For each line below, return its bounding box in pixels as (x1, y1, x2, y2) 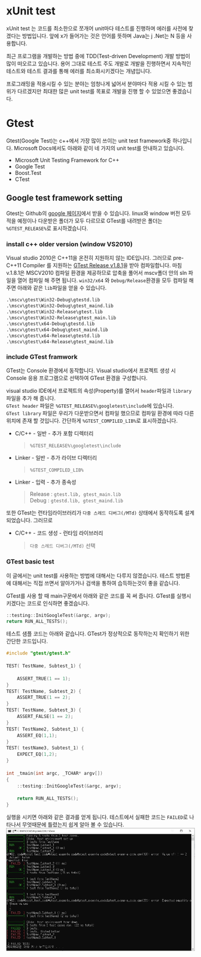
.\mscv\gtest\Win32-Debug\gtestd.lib (6, 296, 100, 303)
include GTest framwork (6, 352, 78, 361)
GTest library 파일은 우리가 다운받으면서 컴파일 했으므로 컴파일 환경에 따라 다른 (6, 410, 194, 417)
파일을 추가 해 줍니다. (6, 395, 56, 402)
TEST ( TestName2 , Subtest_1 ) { (6, 726, 84, 732)
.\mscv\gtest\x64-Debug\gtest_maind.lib (6, 326, 109, 333)
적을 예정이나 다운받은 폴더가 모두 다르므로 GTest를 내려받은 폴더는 (6, 217, 163, 224)
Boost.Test (14, 169, 42, 176)
